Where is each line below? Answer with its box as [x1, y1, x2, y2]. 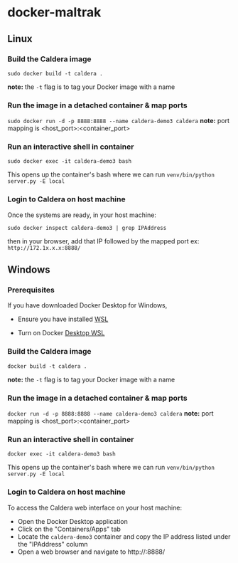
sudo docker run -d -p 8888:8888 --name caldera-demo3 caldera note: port [7, 117, 229, 125]
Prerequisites [7, 285, 55, 295]
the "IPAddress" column [17, 540, 88, 548]
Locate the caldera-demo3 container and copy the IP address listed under [17, 532, 231, 541]
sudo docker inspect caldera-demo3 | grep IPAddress [7, 224, 167, 231]
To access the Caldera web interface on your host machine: [7, 503, 183, 512]
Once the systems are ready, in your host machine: [7, 211, 156, 219]
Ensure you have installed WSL [17, 315, 109, 324]
